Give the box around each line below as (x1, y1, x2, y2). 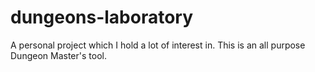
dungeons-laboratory (10, 6, 194, 29)
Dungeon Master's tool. (10, 49, 107, 61)
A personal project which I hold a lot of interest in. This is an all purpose (10, 39, 306, 51)
